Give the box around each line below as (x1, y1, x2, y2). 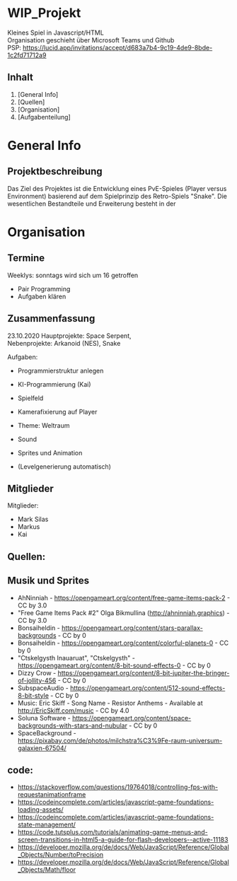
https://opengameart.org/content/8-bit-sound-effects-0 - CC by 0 (17, 661, 211, 670)
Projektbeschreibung (7, 165, 103, 177)
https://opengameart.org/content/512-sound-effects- (69, 684, 226, 692)
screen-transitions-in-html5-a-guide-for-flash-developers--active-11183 (17, 836, 229, 844)
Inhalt (7, 71, 33, 83)
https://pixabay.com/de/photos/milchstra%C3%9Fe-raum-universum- (17, 736, 223, 745)
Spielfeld (17, 394, 44, 402)
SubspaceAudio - (17, 684, 69, 692)
